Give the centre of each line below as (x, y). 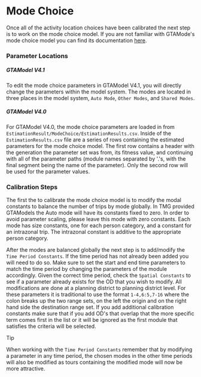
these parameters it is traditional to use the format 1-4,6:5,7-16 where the (98, 294)
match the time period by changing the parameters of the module (87, 269)
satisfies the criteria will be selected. (51, 326)
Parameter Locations (37, 56)
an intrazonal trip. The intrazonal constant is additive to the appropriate (94, 232)
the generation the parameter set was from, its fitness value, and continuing (100, 152)
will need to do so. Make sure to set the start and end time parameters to (96, 263)
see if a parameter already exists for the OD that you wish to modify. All (94, 282)
